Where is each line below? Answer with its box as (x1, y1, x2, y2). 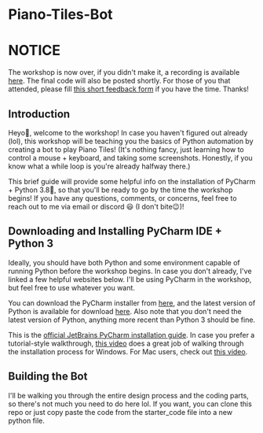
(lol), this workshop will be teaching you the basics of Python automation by (8, 136, 254, 146)
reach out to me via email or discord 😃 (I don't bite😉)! (8, 202, 184, 211)
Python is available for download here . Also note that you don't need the (8, 306, 242, 316)
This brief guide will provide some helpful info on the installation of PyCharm (8, 176, 256, 186)
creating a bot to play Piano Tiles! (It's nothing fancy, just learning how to (8, 144, 245, 154)
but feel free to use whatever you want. (8, 283, 136, 292)
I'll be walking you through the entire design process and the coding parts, (8, 390, 249, 400)
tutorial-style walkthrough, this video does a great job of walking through (8, 339, 244, 348)
